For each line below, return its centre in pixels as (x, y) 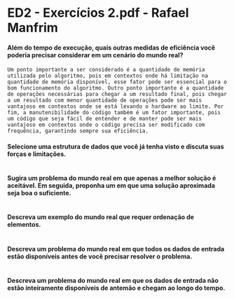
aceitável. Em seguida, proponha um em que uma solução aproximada (111, 186)
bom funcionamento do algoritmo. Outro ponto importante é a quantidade (116, 88)
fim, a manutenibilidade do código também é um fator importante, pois (114, 113)
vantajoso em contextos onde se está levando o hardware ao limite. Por (116, 106)
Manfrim (33, 28)
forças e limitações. (37, 154)
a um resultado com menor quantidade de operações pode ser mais (104, 100)
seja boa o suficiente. (39, 193)
